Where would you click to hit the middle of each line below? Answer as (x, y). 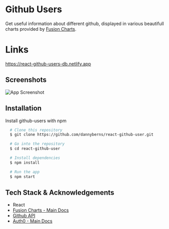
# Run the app (25, 172)
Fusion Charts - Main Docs (41, 210)
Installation (23, 108)
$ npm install (25, 163)
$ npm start (23, 177)
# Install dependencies (35, 158)
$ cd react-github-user (35, 149)
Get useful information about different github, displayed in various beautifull (85, 24)
